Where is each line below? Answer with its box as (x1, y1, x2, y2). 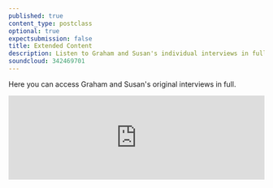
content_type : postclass (8, 19, 93, 28)
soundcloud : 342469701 (8, 58, 85, 66)
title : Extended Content (8, 42, 93, 50)
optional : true (8, 27, 60, 35)
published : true (8, 11, 63, 20)
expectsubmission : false (8, 34, 93, 43)
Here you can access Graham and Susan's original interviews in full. (8, 79, 236, 89)
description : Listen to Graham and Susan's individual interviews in (8, 49, 249, 58)
